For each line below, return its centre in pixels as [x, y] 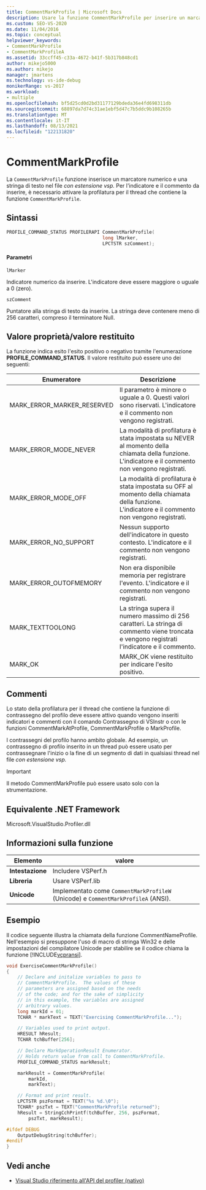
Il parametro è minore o [153, 390]
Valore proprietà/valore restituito [71, 336]
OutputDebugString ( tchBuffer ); [57, 1135]
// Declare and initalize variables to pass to [79, 977]
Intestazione [28, 870]
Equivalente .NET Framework [63, 809]
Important [19, 772]
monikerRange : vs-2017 [35, 86]
